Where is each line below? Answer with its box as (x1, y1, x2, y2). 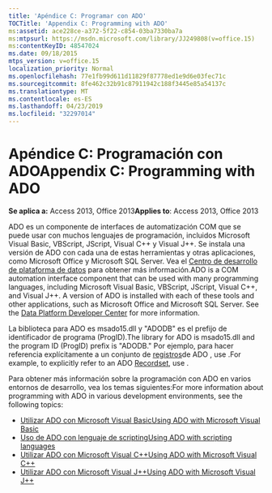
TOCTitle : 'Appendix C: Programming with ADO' (8, 19, 168, 28)
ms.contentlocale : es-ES (8, 95, 92, 103)
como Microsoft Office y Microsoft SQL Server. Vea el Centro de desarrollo (8, 256, 257, 266)
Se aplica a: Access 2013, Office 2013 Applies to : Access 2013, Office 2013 (8, 206, 259, 216)
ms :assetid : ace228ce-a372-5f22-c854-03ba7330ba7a (8, 27, 183, 35)
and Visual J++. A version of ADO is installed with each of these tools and (8, 290, 255, 300)
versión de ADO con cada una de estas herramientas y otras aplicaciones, (8, 247, 256, 257)
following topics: (8, 399, 63, 409)
